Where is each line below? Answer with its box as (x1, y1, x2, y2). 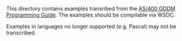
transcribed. (6, 29, 37, 36)
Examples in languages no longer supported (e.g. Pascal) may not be (6, 23, 177, 30)
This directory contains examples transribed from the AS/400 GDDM (6, 5, 175, 12)
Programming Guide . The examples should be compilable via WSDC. (6, 11, 175, 18)
